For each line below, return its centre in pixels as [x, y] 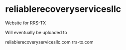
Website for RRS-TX [26, 23]
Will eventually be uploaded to [36, 32]
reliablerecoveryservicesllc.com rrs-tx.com [49, 42]
